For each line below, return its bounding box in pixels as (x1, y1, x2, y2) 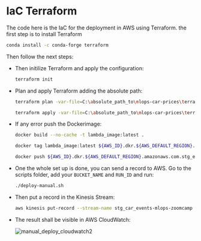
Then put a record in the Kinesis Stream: (14, 194, 115, 201)
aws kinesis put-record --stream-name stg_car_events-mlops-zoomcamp (14, 205, 193, 211)
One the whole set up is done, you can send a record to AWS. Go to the (14, 165, 192, 172)
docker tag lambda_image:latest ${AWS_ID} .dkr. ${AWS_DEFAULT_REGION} (14, 143, 193, 149)
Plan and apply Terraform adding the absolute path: (14, 87, 143, 94)
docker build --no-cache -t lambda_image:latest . (14, 132, 145, 138)
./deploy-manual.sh (14, 183, 64, 189)
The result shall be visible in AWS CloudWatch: (14, 216, 131, 223)
